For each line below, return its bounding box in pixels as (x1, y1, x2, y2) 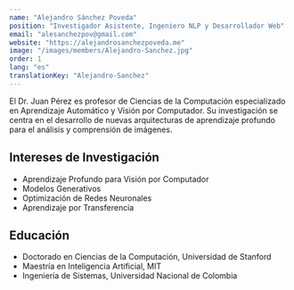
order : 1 (9, 54, 42, 63)
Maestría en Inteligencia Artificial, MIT (21, 261, 162, 272)
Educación (9, 228, 69, 243)
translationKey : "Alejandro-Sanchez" (9, 71, 150, 80)
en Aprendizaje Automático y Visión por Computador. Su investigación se (9, 104, 279, 116)
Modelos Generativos (21, 183, 102, 194)
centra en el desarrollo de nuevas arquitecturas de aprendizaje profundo (9, 114, 276, 125)
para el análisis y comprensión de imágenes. (9, 124, 173, 135)
